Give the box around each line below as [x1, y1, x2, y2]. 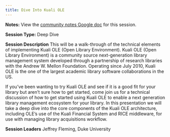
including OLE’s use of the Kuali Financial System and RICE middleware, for [5, 111, 162, 117]
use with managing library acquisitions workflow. [5, 116, 108, 122]
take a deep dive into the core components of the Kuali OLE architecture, [5, 105, 157, 111]
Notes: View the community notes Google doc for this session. [5, 21, 137, 28]
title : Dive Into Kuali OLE [5, 7, 65, 13]
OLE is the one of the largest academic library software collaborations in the [5, 68, 164, 74]
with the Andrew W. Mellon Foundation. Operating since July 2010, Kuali [5, 63, 156, 69]
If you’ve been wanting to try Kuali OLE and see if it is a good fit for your [5, 84, 156, 90]
